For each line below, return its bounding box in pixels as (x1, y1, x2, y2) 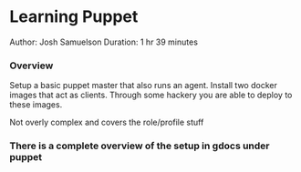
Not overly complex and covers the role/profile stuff (9, 116, 204, 128)
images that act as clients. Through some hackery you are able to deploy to (9, 89, 293, 101)
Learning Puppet (9, 6, 139, 27)
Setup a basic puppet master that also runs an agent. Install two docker (9, 80, 278, 91)
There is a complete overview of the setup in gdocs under (9, 139, 271, 152)
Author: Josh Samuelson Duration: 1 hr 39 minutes (9, 36, 199, 47)
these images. (9, 99, 63, 110)
